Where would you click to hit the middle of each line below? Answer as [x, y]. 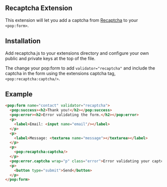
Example [19, 94]
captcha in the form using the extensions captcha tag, [60, 73]
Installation [23, 41]
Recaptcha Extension [39, 8]
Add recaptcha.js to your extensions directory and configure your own [77, 53]
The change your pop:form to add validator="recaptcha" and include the [80, 68]
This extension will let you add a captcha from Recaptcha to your [72, 20]
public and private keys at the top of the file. [50, 58]
